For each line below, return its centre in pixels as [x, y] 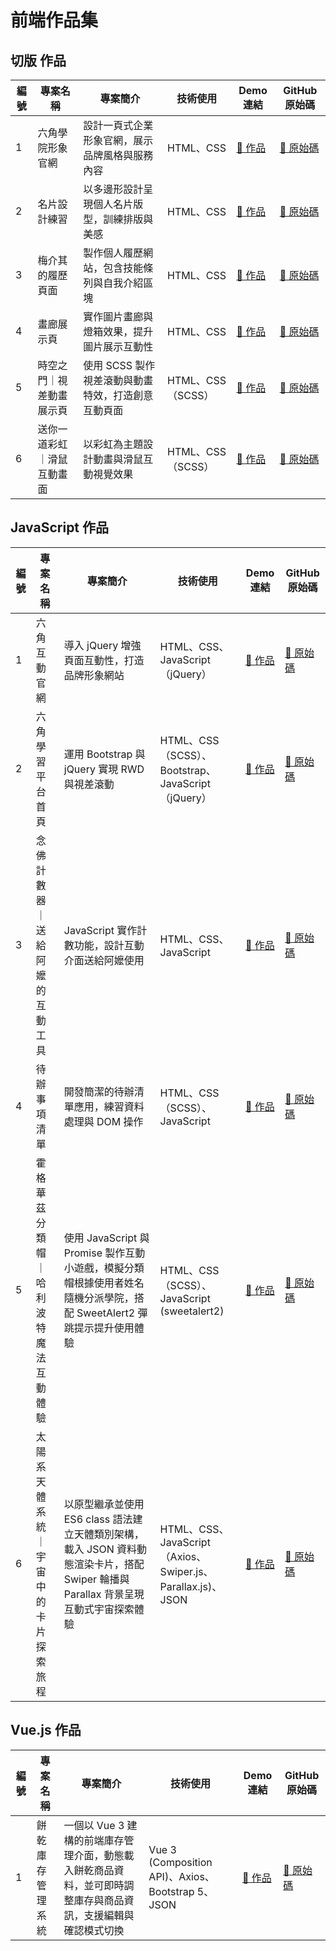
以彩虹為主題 [113, 444]
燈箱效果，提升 [118, 331]
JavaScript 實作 [100, 930]
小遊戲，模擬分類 [104, 1268]
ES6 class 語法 [98, 1519]
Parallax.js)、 [191, 1586]
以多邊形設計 [113, 189]
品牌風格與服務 [118, 155]
